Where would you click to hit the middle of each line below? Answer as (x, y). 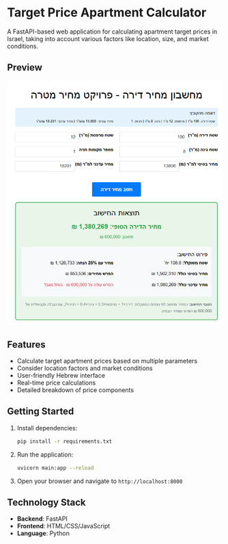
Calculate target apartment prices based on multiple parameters (107, 361)
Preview (25, 67)
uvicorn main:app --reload (55, 468)
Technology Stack (46, 502)
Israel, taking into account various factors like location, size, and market (108, 38)
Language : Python (43, 533)
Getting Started (41, 412)
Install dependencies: (47, 428)
